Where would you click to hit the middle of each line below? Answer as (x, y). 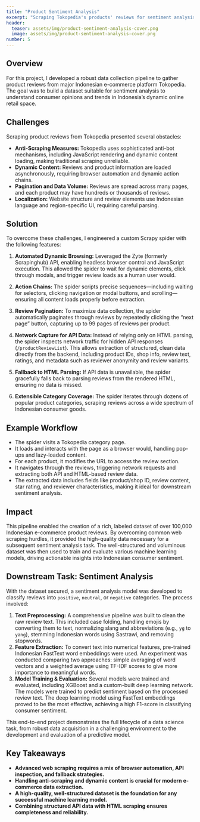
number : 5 (18, 39)
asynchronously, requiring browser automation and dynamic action (97, 173)
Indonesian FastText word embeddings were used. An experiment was (101, 653)
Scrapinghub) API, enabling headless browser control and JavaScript (99, 263)
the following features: (34, 245)
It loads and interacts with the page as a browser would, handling (95, 449)
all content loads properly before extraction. (92, 300)
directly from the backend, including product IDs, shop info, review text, (103, 354)
